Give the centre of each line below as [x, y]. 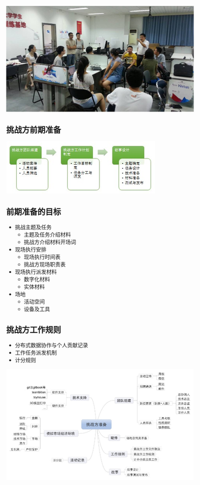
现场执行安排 [30, 250]
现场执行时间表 [42, 257]
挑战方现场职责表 [45, 265]
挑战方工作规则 [34, 330]
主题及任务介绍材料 [47, 235]
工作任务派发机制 [36, 352]
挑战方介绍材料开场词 [50, 242]
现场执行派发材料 [36, 272]
